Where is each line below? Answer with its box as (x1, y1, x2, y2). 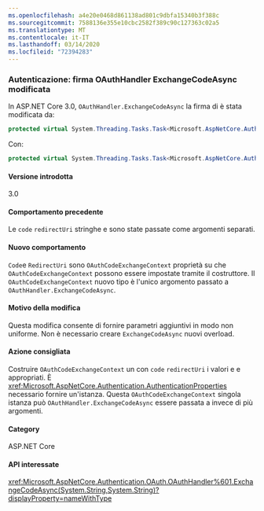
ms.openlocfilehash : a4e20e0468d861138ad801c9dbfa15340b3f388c (8, 11, 220, 20)
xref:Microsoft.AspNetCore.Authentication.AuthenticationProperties (8, 381, 228, 391)
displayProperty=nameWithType (8, 494, 112, 503)
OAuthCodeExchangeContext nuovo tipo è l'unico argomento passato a (8, 277, 229, 286)
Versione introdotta (8, 171, 73, 181)
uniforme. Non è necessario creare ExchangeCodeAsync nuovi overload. (8, 329, 235, 338)
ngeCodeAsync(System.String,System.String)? (8, 485, 159, 495)
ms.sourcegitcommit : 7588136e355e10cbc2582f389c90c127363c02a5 (8, 19, 220, 27)
